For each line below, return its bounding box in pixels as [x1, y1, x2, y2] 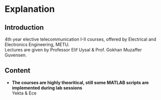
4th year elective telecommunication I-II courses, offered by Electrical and [4, 36, 157, 42]
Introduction [4, 23, 44, 32]
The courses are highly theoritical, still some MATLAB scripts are [11, 79, 149, 85]
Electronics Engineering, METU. [4, 42, 70, 48]
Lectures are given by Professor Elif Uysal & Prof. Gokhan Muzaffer [4, 47, 142, 52]
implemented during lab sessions [11, 85, 82, 91]
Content [4, 66, 31, 75]
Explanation [4, 3, 55, 15]
